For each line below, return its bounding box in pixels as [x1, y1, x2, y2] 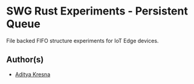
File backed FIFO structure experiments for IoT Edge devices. [6, 37, 159, 44]
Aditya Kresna [15, 71, 50, 78]
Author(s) [6, 54, 44, 65]
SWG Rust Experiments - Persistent [6, 4, 189, 18]
